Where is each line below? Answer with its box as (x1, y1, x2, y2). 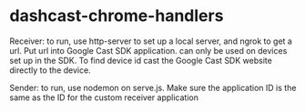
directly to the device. (9, 65, 91, 76)
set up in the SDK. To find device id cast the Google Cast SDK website (9, 55, 273, 66)
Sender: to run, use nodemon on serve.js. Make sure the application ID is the (9, 82, 297, 93)
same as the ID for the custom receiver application (9, 92, 198, 103)
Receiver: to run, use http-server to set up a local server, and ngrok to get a (9, 36, 293, 46)
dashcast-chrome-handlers (9, 5, 224, 26)
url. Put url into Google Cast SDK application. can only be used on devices (9, 45, 288, 56)
